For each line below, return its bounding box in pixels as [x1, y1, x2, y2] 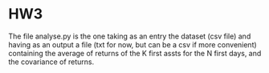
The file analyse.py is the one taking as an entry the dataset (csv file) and [8, 31, 251, 41]
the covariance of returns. [8, 57, 95, 67]
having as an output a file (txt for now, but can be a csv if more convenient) [8, 39, 257, 49]
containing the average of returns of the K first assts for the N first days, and [8, 48, 262, 58]
